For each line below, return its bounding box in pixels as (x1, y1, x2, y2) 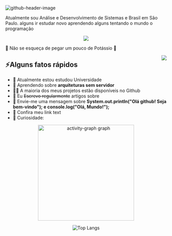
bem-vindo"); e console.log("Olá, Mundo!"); (12, 104, 110, 110)
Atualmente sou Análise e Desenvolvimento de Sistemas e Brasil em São (5, 15, 158, 20)
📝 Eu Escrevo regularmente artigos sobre (12, 92, 100, 99)
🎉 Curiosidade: (12, 114, 45, 121)
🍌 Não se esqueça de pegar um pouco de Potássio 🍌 (5, 45, 117, 51)
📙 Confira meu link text (12, 109, 61, 115)
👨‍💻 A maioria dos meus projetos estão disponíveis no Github (12, 87, 141, 93)
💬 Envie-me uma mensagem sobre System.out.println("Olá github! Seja (12, 98, 167, 104)
